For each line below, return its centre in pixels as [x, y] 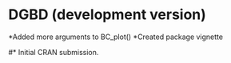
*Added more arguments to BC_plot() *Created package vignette [116, 37]
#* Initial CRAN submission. [54, 52]
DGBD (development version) [107, 15]
